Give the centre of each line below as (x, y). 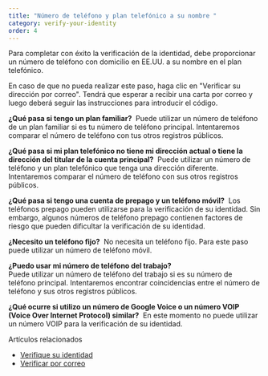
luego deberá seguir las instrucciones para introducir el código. (113, 103)
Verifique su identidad (57, 355)
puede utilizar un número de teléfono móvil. (80, 250)
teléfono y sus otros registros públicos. (73, 291)
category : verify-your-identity (62, 23)
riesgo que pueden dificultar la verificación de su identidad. (107, 226)
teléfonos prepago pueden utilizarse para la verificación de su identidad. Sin (134, 209)
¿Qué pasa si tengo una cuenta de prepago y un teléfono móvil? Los (124, 200)
